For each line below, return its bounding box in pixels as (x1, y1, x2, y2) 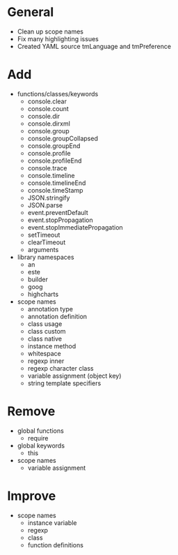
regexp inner (27, 357, 65, 365)
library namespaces (17, 253, 74, 261)
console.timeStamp (27, 186, 83, 194)
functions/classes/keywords (17, 89, 99, 98)
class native (27, 334, 63, 343)
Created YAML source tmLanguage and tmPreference (17, 42, 172, 50)
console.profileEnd (27, 156, 82, 165)
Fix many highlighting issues (17, 34, 99, 43)
